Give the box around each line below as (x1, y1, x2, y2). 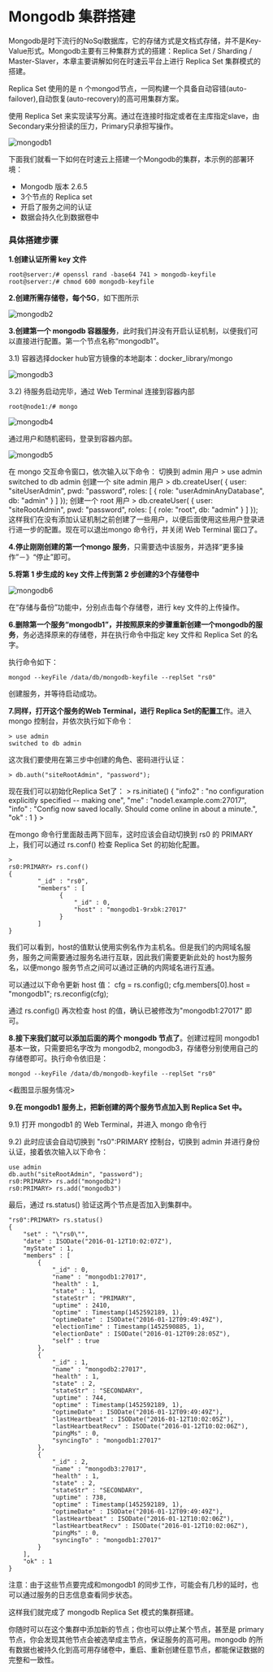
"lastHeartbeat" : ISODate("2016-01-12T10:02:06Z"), (51, 1515, 234, 1523)
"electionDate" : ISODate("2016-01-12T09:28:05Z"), (51, 1330, 231, 1338)
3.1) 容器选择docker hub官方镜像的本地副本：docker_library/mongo (8, 354, 233, 363)
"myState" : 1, (23, 1244, 75, 1253)
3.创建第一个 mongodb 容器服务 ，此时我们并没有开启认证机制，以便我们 (8, 326, 252, 336)
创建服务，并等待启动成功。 (8, 688, 102, 699)
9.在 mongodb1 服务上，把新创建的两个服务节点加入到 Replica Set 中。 (8, 1102, 246, 1112)
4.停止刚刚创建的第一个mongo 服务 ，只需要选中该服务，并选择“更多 (8, 542, 237, 552)
